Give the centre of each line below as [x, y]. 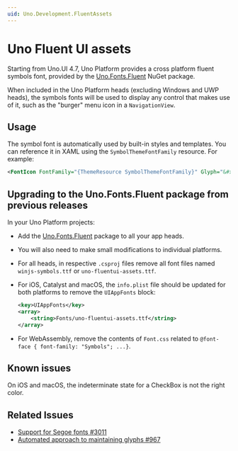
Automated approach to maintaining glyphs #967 [89, 440]
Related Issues [40, 415]
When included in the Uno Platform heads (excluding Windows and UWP [113, 90]
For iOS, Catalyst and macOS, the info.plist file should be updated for [121, 285]
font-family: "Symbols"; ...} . [85, 346]
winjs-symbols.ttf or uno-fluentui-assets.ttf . [87, 271]
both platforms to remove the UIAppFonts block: [86, 292]
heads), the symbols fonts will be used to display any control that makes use [119, 97]
